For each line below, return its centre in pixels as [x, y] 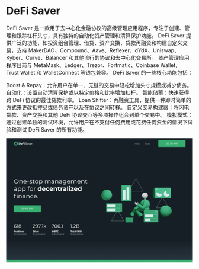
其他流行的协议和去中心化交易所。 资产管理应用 [131, 57]
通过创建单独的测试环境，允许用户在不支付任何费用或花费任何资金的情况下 [97, 122]
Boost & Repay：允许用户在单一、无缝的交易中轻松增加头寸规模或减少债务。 [99, 85]
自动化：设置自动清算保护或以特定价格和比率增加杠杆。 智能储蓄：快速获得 [98, 92]
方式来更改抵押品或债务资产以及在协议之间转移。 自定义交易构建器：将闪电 [98, 107]
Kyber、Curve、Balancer [37, 57]
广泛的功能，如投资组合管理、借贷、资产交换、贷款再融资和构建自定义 [97, 43]
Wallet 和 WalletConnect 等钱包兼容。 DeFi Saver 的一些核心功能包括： [106, 72]
